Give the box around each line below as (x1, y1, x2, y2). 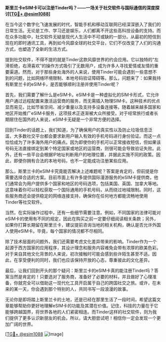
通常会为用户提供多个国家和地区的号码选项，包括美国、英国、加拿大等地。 (9, 181, 161, 187)
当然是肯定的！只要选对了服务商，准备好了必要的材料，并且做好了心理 (9, 274, 152, 279)
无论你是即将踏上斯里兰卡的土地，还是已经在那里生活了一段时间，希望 (5, 297, 148, 303)
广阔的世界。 (9, 321, 36, 327)
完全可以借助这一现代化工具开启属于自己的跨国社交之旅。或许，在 (22, 280, 157, 286)
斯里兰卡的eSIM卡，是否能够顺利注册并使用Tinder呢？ (9, 81, 120, 87)
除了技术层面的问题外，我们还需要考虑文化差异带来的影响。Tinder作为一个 (5, 239, 157, 244)
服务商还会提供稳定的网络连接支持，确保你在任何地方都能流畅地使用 (9, 193, 148, 199)
